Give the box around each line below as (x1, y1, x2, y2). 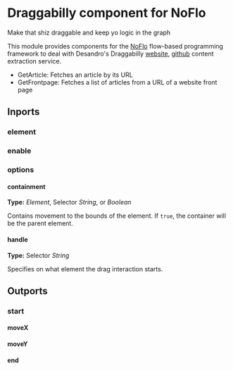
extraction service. (7, 56, 62, 65)
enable (7, 146, 32, 156)
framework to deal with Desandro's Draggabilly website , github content (7, 49, 214, 58)
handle (7, 235, 28, 244)
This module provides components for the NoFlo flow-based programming (7, 42, 224, 50)
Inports (7, 106, 40, 118)
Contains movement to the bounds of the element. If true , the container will (7, 211, 227, 220)
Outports (7, 285, 48, 297)
